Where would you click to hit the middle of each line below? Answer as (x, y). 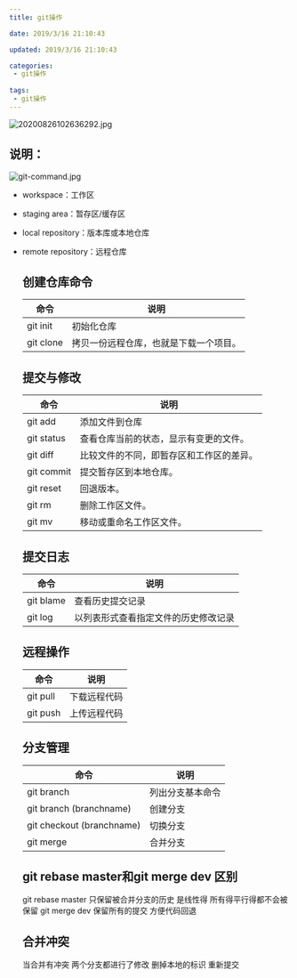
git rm (39, 505)
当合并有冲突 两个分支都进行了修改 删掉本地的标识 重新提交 (131, 965)
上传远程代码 (96, 713)
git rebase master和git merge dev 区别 (130, 877)
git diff (40, 455)
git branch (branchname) (79, 808)
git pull (41, 696)
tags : (19, 91)
